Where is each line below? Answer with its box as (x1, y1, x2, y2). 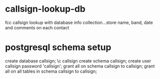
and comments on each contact (5, 24, 70, 30)
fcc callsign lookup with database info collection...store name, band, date (5, 20, 153, 25)
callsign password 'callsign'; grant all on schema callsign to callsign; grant (5, 63, 155, 69)
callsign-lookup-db (5, 3, 86, 15)
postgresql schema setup (5, 42, 111, 53)
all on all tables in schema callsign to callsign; (5, 68, 97, 74)
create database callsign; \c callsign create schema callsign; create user (5, 58, 151, 64)
